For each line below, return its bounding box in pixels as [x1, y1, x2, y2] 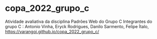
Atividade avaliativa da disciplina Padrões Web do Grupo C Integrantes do [5, 19, 153, 24]
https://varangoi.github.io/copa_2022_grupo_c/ [5, 29, 99, 34]
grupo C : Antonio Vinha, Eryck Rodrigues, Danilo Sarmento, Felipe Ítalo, [5, 23, 149, 29]
